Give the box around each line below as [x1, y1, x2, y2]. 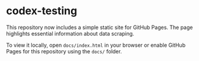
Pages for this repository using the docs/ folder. [6, 47, 123, 54]
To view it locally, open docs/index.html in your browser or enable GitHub [6, 41, 185, 49]
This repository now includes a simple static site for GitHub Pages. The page [6, 24, 193, 31]
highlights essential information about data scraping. [6, 30, 134, 37]
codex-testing [6, 4, 78, 18]
